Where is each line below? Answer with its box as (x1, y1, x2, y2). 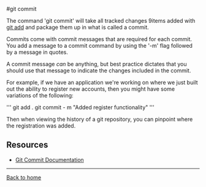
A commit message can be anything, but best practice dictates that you (6, 61, 187, 67)
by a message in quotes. (6, 48, 69, 56)
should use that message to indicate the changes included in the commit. (6, 67, 191, 74)
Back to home (6, 174, 42, 181)
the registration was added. (6, 122, 76, 129)
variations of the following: (6, 92, 74, 99)
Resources (6, 140, 48, 150)
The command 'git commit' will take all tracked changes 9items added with (6, 17, 196, 24)
